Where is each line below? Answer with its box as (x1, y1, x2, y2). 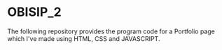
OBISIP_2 (7, 4, 62, 20)
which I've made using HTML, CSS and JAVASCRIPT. (7, 34, 160, 42)
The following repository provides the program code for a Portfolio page (7, 27, 215, 35)
